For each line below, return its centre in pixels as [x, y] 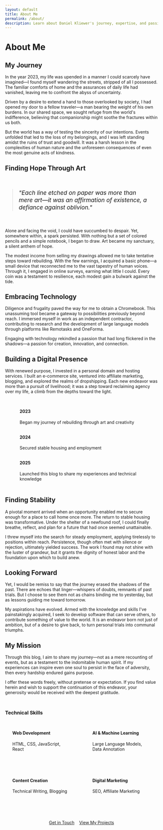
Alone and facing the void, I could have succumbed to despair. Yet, [72, 231]
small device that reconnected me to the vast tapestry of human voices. [77, 266]
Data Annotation [109, 749]
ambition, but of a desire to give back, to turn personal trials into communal [80, 625]
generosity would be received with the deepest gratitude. [62, 693]
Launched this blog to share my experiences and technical [78, 474]
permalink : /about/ [25, 19]
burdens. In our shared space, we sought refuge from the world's [70, 112]
